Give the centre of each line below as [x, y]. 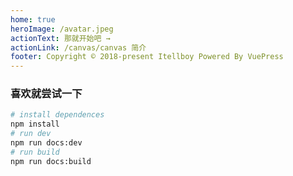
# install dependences [57, 115]
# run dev [31, 134]
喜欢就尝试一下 [46, 94]
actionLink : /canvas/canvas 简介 [78, 47]
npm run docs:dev [46, 143]
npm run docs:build [51, 161]
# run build [35, 152]
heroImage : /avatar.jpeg [62, 29]
